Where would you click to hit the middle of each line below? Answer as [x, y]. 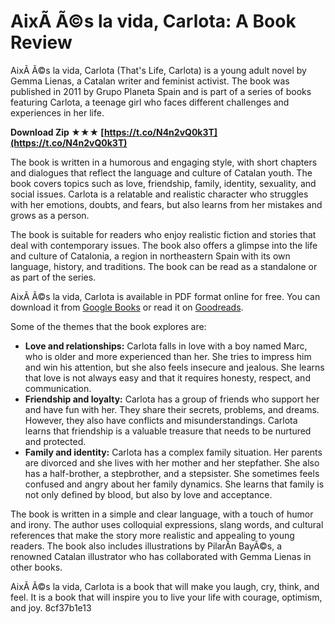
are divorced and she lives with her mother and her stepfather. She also [172, 462]
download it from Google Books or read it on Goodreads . [127, 307]
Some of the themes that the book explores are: [108, 326]
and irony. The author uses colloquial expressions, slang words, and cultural [167, 524]
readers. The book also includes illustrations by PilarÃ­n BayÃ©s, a [146, 546]
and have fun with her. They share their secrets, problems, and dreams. [172, 409]
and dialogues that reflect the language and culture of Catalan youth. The [161, 172]
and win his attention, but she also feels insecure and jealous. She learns [174, 367]
